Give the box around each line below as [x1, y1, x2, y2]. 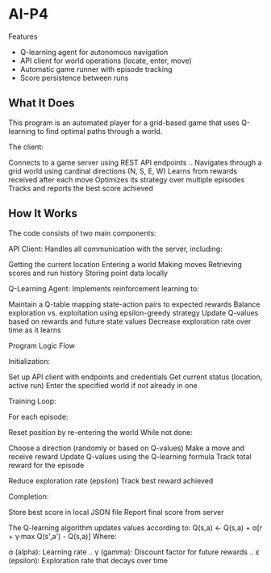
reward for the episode [8, 460, 85, 470]
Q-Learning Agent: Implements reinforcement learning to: [8, 283, 199, 293]
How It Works [8, 207, 78, 220]
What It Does [8, 96, 75, 110]
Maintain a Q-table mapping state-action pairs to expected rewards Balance [8, 299, 261, 309]
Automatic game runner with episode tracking [19, 64, 173, 73]
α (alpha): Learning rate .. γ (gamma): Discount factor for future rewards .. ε [8, 546, 260, 557]
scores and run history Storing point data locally [8, 268, 168, 278]
